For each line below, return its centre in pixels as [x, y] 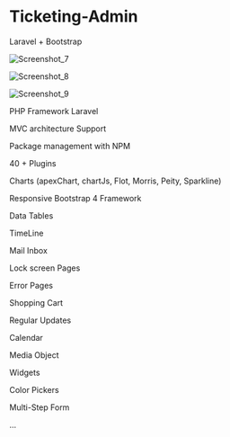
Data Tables [31, 215]
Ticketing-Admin [74, 17]
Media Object [34, 355]
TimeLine [27, 233]
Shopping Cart [36, 302]
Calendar [26, 337]
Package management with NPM [70, 146]
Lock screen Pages [45, 268]
